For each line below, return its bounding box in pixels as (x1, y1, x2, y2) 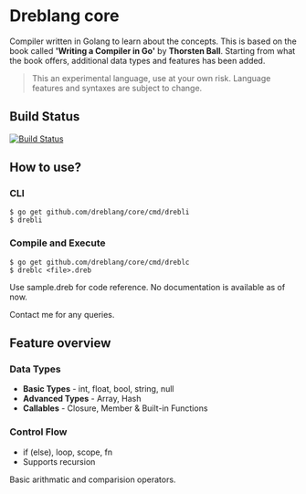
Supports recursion (22, 456, 96, 467)
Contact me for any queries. (9, 309, 115, 320)
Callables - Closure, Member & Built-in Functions (22, 403, 208, 414)
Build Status (9, 109, 80, 124)
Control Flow (9, 426, 68, 438)
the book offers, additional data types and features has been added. (9, 55, 266, 66)
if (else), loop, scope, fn (22, 447, 112, 457)
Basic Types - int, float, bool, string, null (22, 384, 174, 394)
